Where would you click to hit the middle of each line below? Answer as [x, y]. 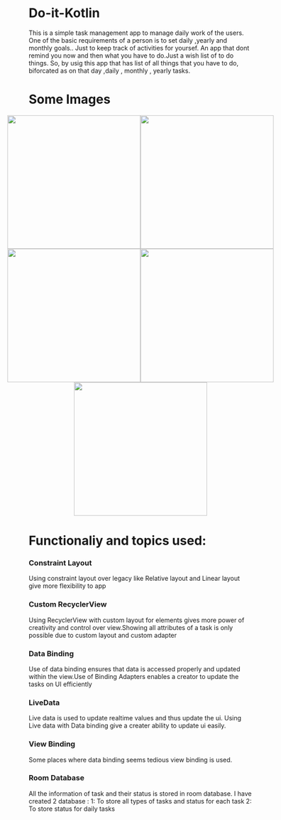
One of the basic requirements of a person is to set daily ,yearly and [128, 40]
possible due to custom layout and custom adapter [103, 635]
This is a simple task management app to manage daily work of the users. [136, 33]
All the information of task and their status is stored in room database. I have [140, 793]
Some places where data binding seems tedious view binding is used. [131, 759]
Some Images [70, 99]
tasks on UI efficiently [60, 684]
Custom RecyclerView [68, 604]
